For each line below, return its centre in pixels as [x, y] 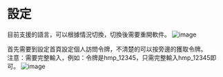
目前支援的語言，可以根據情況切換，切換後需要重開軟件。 [89, 34]
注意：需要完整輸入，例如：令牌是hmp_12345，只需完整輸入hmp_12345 [109, 57]
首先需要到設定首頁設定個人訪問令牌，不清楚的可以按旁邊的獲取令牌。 [107, 49]
